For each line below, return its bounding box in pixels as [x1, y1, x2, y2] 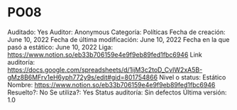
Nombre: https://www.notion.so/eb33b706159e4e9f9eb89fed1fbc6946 [7, 80, 216, 89]
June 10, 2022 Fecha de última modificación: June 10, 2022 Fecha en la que [7, 35, 230, 43]
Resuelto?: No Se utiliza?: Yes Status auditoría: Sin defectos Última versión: [7, 88, 227, 97]
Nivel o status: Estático [159, 72, 226, 82]
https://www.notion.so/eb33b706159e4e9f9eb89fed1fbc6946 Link [7, 50, 202, 59]
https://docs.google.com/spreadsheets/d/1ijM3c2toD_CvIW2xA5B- [7, 65, 203, 74]
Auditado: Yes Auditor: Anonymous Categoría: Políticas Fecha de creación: [7, 28, 226, 36]
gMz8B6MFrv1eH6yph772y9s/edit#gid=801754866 [7, 72, 158, 82]
